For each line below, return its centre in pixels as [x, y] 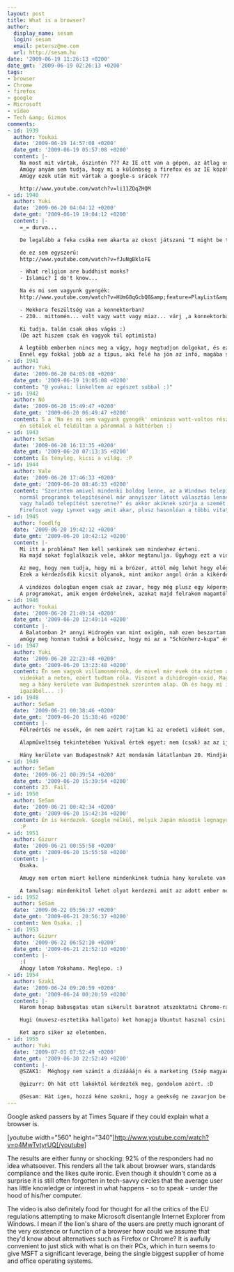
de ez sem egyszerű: [49, 253]
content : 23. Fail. [42, 788]
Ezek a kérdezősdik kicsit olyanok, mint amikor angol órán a [112, 575]
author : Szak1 [34, 981]
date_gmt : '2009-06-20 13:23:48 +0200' [71, 665]
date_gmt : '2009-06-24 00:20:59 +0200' [71, 994]
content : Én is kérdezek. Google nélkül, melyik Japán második [107, 820]
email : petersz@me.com [46, 46]
